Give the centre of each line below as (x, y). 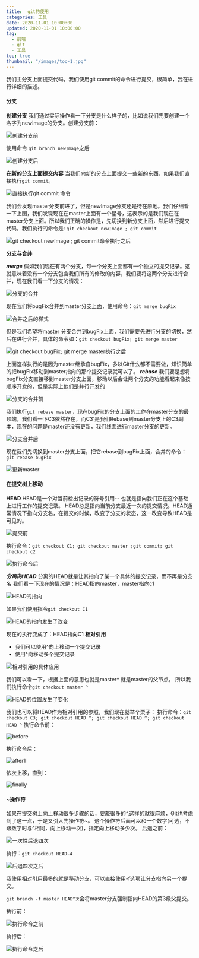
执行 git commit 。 (32, 180)
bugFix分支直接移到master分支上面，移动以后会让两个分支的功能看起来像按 (99, 379)
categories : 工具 (27, 17)
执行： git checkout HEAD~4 (40, 854)
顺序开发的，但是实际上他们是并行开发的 (56, 386)
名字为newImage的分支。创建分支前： (53, 123)
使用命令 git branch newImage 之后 (48, 148)
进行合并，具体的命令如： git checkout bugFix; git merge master (97, 338)
